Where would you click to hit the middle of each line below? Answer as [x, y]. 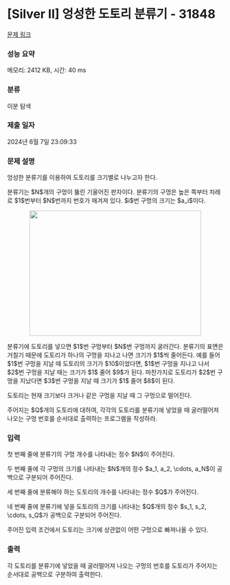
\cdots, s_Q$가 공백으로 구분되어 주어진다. [65, 515]
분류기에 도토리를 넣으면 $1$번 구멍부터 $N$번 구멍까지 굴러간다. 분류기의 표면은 [115, 347]
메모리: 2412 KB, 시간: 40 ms [47, 70]
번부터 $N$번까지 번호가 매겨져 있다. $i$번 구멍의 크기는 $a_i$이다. [115, 200]
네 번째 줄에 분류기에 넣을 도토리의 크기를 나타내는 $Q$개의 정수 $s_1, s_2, [107, 507]
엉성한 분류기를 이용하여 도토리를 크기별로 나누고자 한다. [82, 177]
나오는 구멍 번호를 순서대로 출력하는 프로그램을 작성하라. [82, 419]
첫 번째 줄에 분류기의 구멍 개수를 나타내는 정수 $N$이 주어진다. [91, 455]
